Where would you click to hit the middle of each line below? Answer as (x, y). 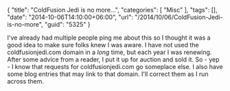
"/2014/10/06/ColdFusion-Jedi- (179, 17)
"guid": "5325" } (67, 24)
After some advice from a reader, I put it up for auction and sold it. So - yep (113, 60)
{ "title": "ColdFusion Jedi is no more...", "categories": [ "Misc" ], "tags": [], (112, 10)
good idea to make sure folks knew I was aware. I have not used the (103, 45)
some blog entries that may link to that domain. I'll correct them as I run (108, 74)
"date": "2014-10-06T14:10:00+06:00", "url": (70, 17)
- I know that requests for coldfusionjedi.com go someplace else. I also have (115, 67)
